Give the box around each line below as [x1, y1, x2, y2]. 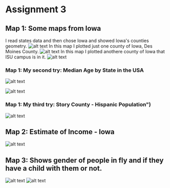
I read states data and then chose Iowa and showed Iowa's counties [5, 37, 149, 44]
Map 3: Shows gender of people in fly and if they [5, 156, 164, 164]
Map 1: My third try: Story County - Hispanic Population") [5, 101, 152, 108]
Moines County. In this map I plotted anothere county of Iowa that [5, 49, 165, 54]
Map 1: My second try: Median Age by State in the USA [5, 67, 144, 74]
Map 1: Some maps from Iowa [5, 24, 101, 33]
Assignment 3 [5, 4, 67, 15]
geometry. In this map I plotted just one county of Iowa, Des [5, 43, 153, 49]
